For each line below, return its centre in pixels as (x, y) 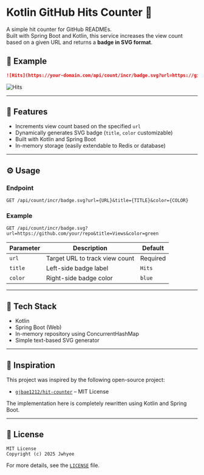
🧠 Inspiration (31, 365)
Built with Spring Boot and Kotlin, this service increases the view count (95, 35)
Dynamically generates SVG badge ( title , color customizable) (94, 133)
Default (153, 248)
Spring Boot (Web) (38, 327)
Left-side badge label (77, 268)
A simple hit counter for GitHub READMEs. (59, 29)
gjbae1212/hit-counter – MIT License (62, 392)
